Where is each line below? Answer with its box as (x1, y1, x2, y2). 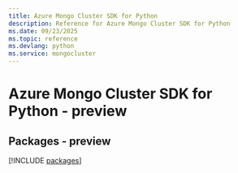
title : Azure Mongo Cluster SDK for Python (8, 11, 158, 20)
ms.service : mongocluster (8, 50, 96, 58)
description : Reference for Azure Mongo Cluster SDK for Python (8, 19, 231, 28)
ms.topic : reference (8, 34, 79, 43)
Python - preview (8, 102, 128, 120)
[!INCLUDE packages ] (8, 156, 82, 165)
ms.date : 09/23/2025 (8, 27, 79, 35)
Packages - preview (8, 134, 111, 148)
